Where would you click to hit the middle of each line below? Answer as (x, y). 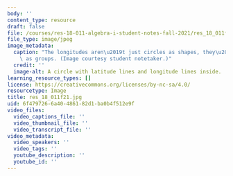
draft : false (26, 26)
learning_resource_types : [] (49, 78)
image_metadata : (31, 46)
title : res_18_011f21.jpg (44, 98)
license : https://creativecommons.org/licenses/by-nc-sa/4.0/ (99, 85)
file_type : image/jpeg (40, 39)
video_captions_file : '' (49, 116)
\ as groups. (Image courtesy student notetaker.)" (96, 59)
